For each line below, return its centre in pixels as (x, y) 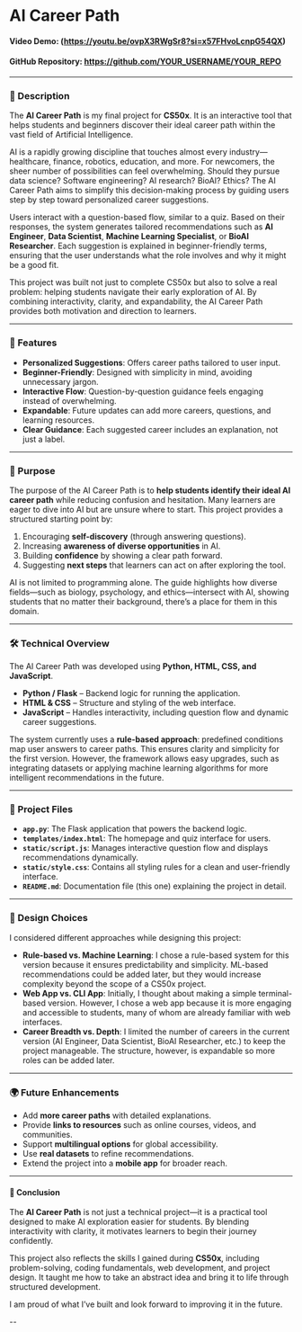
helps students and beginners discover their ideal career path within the (142, 125)
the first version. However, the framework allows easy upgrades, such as (144, 759)
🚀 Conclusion (35, 1192)
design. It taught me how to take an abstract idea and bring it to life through (149, 1277)
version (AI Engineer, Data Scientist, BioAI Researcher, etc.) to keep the (154, 1041)
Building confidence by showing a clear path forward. (122, 555)
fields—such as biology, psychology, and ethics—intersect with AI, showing (149, 592)
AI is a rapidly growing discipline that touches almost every (118, 152)
